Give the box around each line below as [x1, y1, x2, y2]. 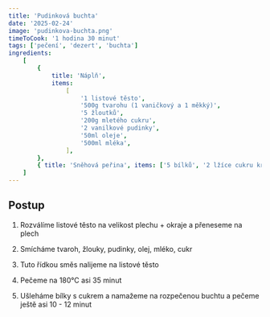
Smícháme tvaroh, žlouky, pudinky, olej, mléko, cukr [19, 244, 193, 253]
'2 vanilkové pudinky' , [80, 124, 160, 132]
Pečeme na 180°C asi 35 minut [19, 275, 122, 285]
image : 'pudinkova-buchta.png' [8, 27, 113, 35]
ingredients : [8, 49, 52, 57]
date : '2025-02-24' [8, 19, 74, 27]
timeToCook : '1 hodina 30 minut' [8, 34, 121, 43]
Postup [8, 199, 46, 212]
